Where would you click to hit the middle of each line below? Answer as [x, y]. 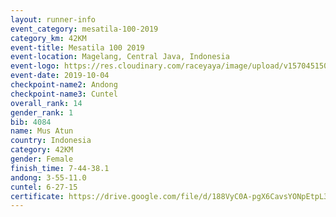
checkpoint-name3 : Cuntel [64, 94]
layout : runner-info [53, 19]
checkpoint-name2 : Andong [64, 85]
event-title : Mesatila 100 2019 [77, 47]
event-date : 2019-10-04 [60, 76]
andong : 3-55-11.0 [48, 177]
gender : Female [42, 159]
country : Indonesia [51, 141]
